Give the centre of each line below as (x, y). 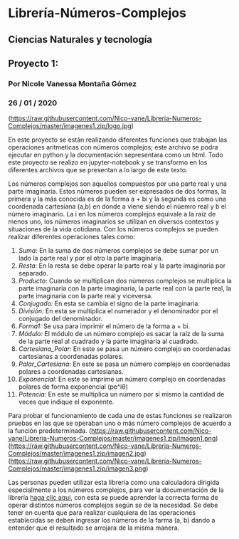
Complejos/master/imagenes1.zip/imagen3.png (77, 469)
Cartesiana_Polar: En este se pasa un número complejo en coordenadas (124, 349)
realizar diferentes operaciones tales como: (72, 237)
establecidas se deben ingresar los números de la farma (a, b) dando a (112, 520)
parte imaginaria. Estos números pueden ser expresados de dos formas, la (117, 192)
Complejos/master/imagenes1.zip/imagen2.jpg (76, 454)
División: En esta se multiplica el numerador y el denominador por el (118, 311)
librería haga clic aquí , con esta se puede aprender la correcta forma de (113, 498)
